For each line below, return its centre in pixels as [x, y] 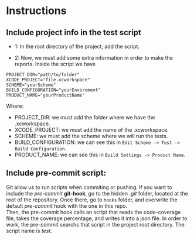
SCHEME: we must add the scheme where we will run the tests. [91, 136]
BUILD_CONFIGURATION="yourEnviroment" [53, 90]
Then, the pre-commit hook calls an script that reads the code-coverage [93, 212]
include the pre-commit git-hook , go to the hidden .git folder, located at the [97, 193]
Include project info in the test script [74, 32]
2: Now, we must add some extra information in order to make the [94, 58]
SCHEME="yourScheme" [31, 85]
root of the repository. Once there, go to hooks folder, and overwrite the [92, 200]
